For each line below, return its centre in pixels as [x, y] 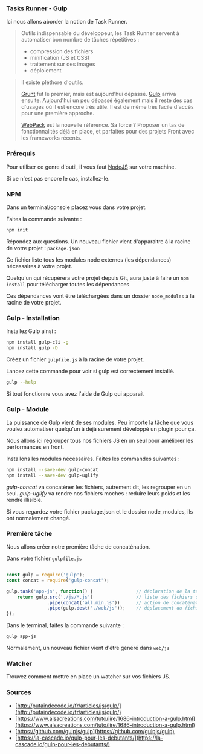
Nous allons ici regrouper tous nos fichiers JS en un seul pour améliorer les [100, 440]
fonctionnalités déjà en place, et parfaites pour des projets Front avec [108, 132]
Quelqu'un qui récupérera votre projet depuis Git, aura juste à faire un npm [98, 278]
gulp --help [21, 382]
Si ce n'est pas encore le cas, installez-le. [58, 178]
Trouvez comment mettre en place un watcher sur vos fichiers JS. [89, 677]
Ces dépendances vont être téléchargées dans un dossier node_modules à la [100, 296]
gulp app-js [21, 636]
